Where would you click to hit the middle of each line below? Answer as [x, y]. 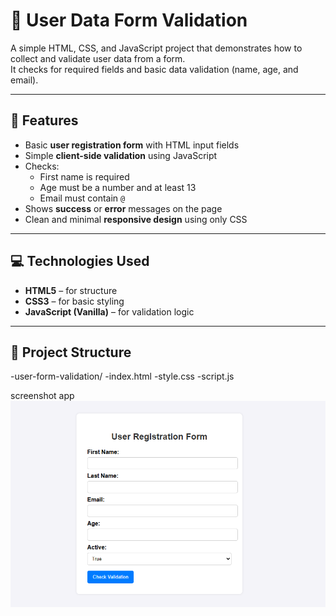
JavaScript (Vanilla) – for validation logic [109, 311]
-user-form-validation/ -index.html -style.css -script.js [122, 376]
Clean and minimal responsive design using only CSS [136, 219]
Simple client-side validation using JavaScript [121, 155]
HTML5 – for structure [71, 290]
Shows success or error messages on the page [123, 208]
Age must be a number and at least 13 [118, 187]
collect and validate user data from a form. [98, 58]
